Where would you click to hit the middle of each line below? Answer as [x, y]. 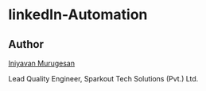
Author [26, 44]
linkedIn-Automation [78, 15]
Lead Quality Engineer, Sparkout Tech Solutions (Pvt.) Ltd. [103, 79]
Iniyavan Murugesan [42, 63]
